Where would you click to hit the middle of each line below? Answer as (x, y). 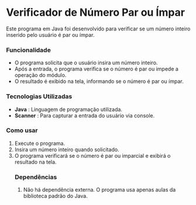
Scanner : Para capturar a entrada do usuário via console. (85, 115)
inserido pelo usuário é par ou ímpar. (50, 34)
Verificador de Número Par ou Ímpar (96, 13)
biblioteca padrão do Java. (55, 196)
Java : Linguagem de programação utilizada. (68, 109)
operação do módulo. (40, 75)
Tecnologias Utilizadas (39, 96)
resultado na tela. (35, 162)
